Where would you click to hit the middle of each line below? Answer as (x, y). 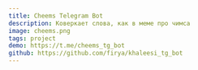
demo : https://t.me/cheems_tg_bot (67, 46)
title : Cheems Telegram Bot (56, 16)
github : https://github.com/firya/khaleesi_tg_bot (96, 53)
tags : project (32, 38)
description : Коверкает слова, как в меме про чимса (99, 23)
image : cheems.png (39, 31)
